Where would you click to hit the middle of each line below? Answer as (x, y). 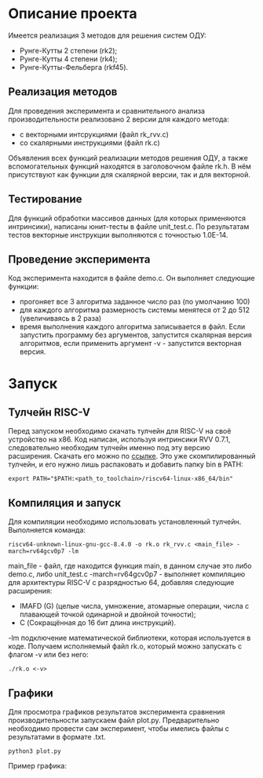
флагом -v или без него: (48, 655)
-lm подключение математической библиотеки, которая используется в (130, 638)
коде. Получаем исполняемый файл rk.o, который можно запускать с (125, 646)
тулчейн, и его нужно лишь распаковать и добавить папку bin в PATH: (126, 464)
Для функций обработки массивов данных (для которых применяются (127, 218)
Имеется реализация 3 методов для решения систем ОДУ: (107, 35)
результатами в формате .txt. (57, 737)
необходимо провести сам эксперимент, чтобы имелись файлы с (119, 729)
